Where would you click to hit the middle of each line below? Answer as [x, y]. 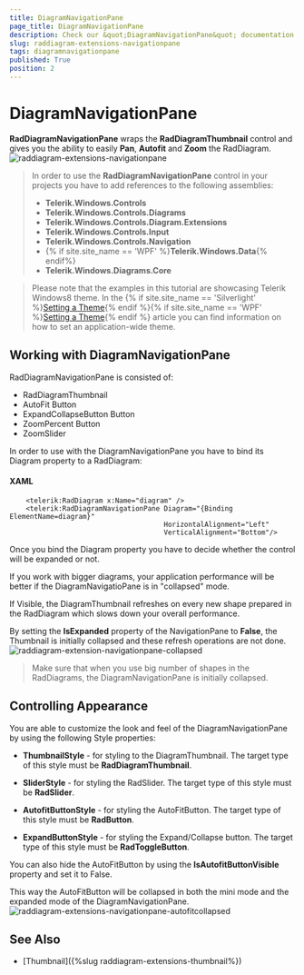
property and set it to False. [61, 874]
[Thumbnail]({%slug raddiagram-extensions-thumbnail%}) [132, 961]
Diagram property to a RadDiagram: [76, 461]
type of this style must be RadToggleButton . [106, 847]
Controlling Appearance [78, 706]
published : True [40, 60]
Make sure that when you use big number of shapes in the [140, 668]
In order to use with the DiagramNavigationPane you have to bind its [137, 451]
